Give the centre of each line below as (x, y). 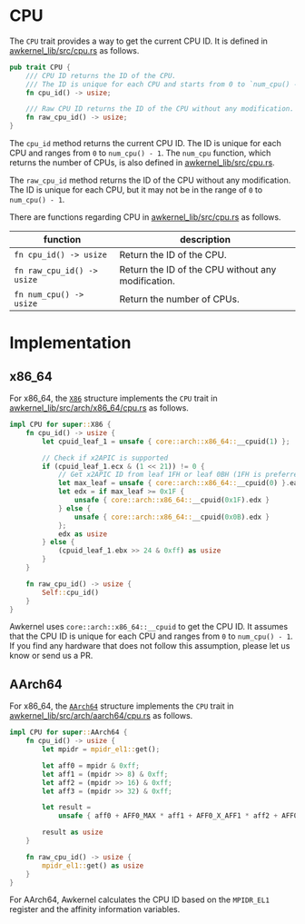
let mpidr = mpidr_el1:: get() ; (101, 750)
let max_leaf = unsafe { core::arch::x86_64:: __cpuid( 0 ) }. (174, 483)
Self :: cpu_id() (71, 592)
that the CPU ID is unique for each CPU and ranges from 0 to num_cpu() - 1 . (151, 636)
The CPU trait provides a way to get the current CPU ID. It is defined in (138, 41)
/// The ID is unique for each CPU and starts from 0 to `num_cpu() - (162, 84)
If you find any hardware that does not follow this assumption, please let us (150, 646)
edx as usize (82, 534)
